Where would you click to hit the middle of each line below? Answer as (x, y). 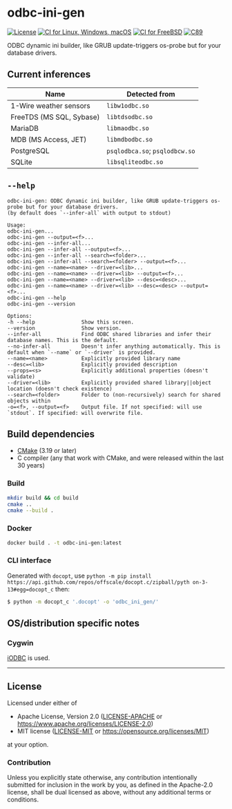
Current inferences (49, 74)
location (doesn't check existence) (60, 389)
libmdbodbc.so (130, 139)
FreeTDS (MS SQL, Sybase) (55, 117)
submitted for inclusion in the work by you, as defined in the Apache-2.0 (110, 785)
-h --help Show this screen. (71, 322)
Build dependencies (51, 434)
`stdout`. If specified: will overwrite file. (75, 413)
